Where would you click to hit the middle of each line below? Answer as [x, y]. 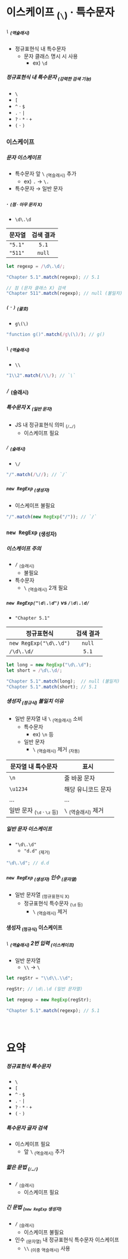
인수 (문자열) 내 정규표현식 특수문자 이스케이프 [67, 1240]
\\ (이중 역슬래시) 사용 [47, 1249]
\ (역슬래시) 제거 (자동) [56, 750]
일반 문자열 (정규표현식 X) [42, 895]
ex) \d [40, 63]
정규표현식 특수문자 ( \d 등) [53, 904]
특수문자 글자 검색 [27, 1127]
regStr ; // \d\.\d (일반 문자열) [45, 989]
